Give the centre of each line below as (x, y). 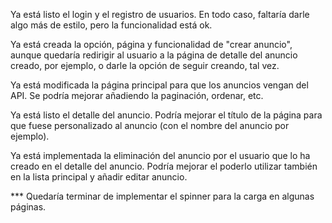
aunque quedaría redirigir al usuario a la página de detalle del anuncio (154, 55)
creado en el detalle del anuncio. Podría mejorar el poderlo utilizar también (164, 166)
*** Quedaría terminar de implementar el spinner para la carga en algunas (162, 196)
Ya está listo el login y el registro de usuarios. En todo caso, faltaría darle (160, 14)
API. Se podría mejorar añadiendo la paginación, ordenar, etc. (137, 95)
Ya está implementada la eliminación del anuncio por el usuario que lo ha (160, 155)
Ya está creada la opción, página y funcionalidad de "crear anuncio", (151, 44)
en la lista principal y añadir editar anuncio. (99, 177)
